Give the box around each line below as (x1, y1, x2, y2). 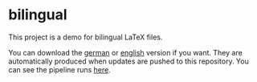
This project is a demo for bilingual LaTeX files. (8, 32, 163, 42)
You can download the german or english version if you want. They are (8, 47, 243, 57)
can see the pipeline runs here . (8, 64, 111, 74)
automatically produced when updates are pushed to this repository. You (8, 56, 249, 66)
